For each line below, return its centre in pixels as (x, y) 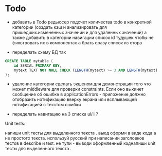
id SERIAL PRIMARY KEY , (38, 66)
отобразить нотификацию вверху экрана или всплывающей (74, 99)
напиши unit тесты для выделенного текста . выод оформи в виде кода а (81, 133)
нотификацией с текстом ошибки (46, 105)
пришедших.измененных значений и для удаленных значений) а (79, 32)
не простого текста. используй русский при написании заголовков (75, 138)
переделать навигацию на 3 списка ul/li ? (55, 114)
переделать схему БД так (39, 52)
